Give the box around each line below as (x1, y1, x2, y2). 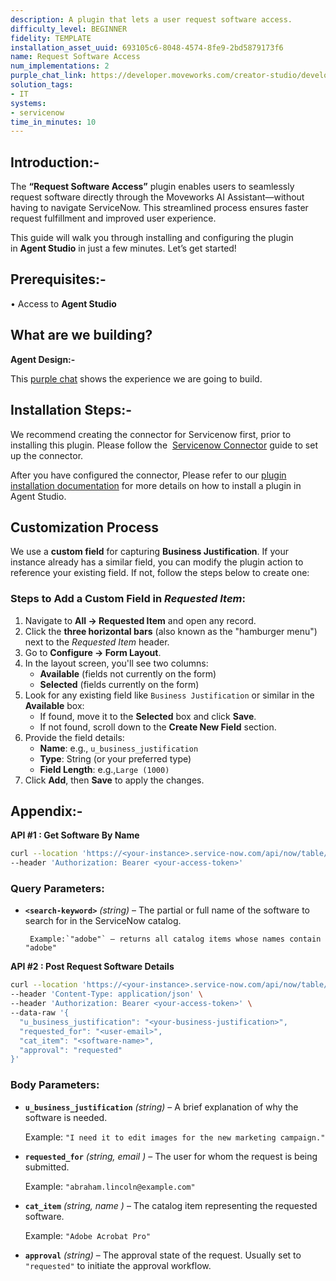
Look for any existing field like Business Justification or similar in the (24, 689, 315, 701)
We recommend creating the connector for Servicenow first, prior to (10, 428, 292, 440)
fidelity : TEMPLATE (10, 33, 92, 43)
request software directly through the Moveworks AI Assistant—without (10, 191, 305, 203)
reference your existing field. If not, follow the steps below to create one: (10, 567, 310, 579)
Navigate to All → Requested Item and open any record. (24, 614, 257, 626)
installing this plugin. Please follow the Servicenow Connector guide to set (10, 439, 319, 451)
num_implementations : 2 (10, 61, 110, 71)
